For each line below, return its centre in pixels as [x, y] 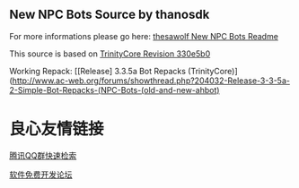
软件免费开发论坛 [41, 175]
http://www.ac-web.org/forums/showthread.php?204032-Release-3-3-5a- [151, 81]
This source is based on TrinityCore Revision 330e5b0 [110, 54]
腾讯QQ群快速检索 [43, 155]
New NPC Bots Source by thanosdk [110, 15]
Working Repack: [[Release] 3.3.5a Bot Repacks [98, 71]
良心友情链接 [57, 129]
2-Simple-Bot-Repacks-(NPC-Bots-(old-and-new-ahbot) [114, 90]
